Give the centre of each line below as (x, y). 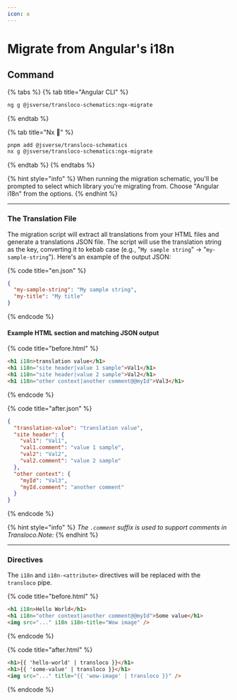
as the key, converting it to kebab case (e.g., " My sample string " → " (107, 249)
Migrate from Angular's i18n (91, 48)
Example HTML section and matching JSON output (83, 332)
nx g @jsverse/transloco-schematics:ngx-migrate (80, 152)
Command (31, 75)
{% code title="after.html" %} (50, 650)
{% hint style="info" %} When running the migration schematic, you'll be (113, 179)
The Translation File (42, 218)
